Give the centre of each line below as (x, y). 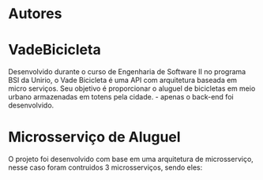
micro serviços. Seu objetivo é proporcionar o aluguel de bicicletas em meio (132, 88)
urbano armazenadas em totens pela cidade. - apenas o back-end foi (121, 97)
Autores (35, 14)
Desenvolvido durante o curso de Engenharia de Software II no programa (127, 72)
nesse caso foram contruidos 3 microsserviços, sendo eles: (105, 167)
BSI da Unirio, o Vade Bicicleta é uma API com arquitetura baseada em (123, 81)
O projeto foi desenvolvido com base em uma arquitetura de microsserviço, (131, 159)
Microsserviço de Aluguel (94, 137)
